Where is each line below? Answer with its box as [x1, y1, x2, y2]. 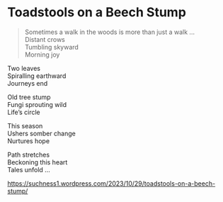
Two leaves [7, 64, 41, 72]
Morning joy [24, 50, 60, 59]
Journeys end [7, 79, 48, 87]
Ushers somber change [7, 129, 76, 138]
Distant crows [24, 35, 66, 43]
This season [7, 121, 43, 130]
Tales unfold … [7, 165, 51, 174]
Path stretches [7, 150, 50, 159]
